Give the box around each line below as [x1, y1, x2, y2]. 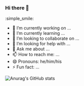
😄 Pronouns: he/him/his [12, 58, 62, 64]
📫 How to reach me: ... [12, 52, 60, 57]
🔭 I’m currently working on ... [12, 25, 71, 31]
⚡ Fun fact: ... [12, 64, 40, 70]
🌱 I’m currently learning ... [12, 30, 65, 36]
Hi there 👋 [5, 4, 30, 11]
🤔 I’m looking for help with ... [12, 41, 71, 47]
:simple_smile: [5, 16, 34, 22]
